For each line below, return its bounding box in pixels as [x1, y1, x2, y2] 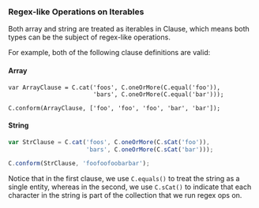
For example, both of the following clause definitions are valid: [8, 48, 211, 58]
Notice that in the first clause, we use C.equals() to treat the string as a [8, 174, 240, 184]
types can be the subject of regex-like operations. [8, 32, 171, 42]
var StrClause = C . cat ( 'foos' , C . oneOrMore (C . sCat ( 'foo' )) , [8, 138, 211, 146]
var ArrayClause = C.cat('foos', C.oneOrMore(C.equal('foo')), [8, 84, 221, 91]
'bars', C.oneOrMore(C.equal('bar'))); [92, 90, 224, 98]
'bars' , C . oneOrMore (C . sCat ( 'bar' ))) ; [85, 145, 214, 154]
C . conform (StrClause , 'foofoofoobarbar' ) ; [8, 160, 150, 168]
